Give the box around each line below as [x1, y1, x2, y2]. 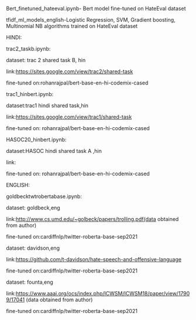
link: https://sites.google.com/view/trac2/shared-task [6, 68, 133, 75]
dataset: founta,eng [6, 278, 54, 285]
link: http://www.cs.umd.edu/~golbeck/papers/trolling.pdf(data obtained [6, 216, 179, 222]
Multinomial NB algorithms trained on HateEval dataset [6, 23, 138, 29]
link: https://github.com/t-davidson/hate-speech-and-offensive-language [6, 256, 182, 263]
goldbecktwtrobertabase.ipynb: [6, 193, 82, 200]
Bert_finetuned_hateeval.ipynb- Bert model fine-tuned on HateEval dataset [6, 5, 186, 12]
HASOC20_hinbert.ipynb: [6, 136, 67, 143]
